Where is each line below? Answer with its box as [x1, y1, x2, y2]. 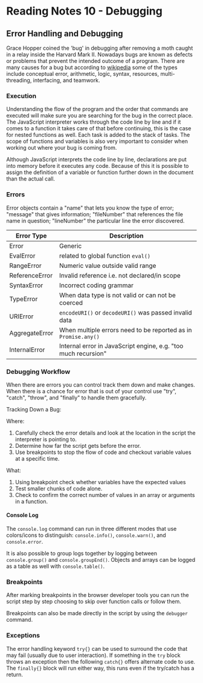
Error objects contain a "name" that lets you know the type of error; [6, 204, 174, 212]
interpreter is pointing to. [14, 435, 77, 443]
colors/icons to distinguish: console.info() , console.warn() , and [6, 531, 166, 539]
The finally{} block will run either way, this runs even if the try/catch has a [6, 664, 195, 671]
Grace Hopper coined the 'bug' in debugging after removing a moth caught [6, 44, 193, 52]
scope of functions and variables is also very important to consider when [6, 138, 188, 145]
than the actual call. [6, 175, 56, 182]
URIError [9, 312, 34, 321]
